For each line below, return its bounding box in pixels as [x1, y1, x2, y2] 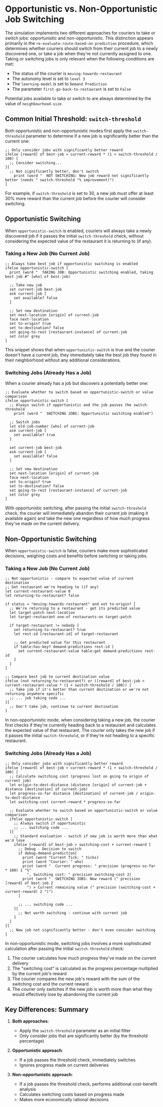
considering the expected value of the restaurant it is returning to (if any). [5, 238, 152, 244]
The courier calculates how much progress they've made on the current [12, 955, 157, 961]
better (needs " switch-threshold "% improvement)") [5, 177, 114, 182]
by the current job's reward [12, 970, 67, 976]
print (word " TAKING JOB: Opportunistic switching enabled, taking [9, 270, 153, 275]
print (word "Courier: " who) [22, 859, 84, 864]
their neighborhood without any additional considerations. [5, 357, 121, 363]
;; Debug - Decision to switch [18, 846, 82, 851]
